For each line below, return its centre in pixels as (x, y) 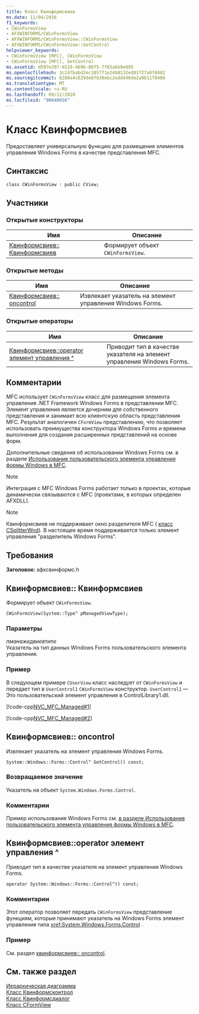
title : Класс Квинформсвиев (41, 12)
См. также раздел (41, 971)
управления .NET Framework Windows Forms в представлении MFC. (92, 403)
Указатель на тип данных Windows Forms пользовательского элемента (96, 648)
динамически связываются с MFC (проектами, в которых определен (94, 495)
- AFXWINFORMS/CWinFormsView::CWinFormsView (62, 39)
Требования (30, 555)
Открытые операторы (40, 321)
